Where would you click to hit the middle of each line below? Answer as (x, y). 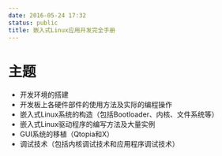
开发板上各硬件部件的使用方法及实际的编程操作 (96, 105)
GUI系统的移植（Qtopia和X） (67, 134)
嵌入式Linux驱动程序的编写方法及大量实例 (87, 124)
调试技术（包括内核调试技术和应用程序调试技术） (99, 144)
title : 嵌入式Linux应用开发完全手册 (62, 30)
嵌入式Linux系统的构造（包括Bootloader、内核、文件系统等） (119, 114)
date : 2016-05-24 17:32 (47, 15)
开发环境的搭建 (44, 95)
